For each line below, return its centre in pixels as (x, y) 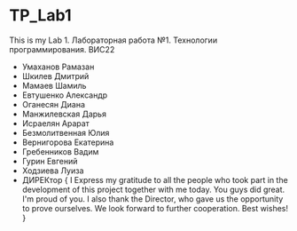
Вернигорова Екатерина (68, 142)
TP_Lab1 (40, 16)
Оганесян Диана (54, 104)
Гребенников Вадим (60, 151)
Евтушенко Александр (65, 95)
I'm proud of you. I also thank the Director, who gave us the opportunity (152, 199)
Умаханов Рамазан (58, 67)
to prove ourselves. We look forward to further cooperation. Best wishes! (155, 208)
